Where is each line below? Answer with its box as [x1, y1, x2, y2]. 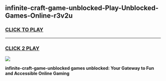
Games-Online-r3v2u [5, 12, 73, 20]
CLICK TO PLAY [5, 27, 43, 33]
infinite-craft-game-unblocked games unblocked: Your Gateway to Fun [5, 65, 154, 71]
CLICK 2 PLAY [5, 45, 40, 52]
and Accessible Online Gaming [5, 70, 70, 76]
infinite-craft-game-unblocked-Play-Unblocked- [5, 4, 159, 12]
